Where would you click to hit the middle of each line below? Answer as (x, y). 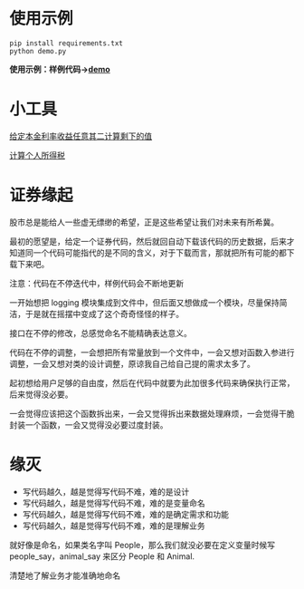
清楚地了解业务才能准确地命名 (65, 575)
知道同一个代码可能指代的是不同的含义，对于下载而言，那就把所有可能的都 (148, 252)
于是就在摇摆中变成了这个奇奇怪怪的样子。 (104, 314)
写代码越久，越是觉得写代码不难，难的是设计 (106, 491)
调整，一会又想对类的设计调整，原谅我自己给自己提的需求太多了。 (132, 363)
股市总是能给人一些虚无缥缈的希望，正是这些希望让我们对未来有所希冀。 (144, 222)
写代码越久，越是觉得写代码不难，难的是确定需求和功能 (125, 514)
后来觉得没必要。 (41, 394)
